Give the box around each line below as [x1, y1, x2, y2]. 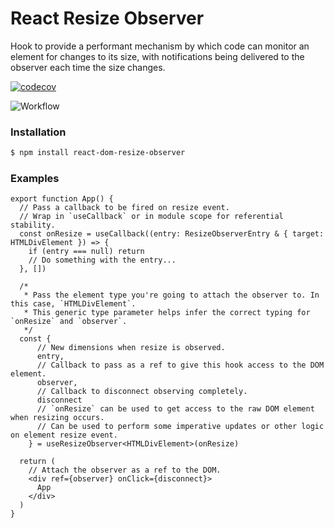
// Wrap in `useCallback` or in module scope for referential [19, 212, 284, 222]
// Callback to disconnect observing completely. [36, 387, 248, 397]
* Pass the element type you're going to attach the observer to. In [23, 290, 320, 301]
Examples [10, 172, 60, 186]
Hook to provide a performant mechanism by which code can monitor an [10, 40, 310, 52]
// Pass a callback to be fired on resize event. [19, 203, 230, 213]
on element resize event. [10, 430, 118, 441]
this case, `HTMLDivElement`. [10, 299, 137, 309]
